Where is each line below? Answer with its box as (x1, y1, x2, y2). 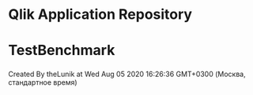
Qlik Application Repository (8, 5, 192, 24)
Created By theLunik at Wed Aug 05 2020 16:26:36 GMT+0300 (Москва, (8, 69, 247, 79)
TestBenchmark (8, 42, 115, 60)
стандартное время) (8, 78, 77, 87)
